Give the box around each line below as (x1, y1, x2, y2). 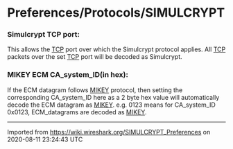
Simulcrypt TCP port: (7, 30, 80, 40)
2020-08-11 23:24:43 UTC (7, 135, 83, 143)
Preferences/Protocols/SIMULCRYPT (7, 5, 225, 21)
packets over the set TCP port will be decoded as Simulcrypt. (7, 53, 182, 61)
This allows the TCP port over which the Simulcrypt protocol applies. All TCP (7, 45, 226, 53)
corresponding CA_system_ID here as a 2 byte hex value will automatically (7, 93, 220, 101)
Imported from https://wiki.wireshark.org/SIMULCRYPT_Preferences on (7, 128, 211, 136)
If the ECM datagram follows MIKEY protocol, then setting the (7, 85, 183, 94)
